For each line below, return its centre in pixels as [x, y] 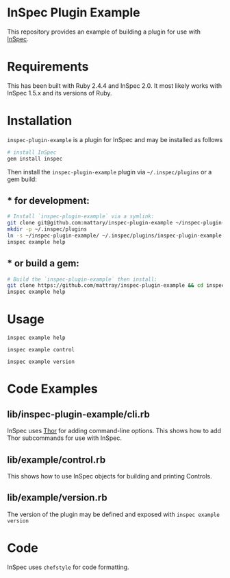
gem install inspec [35, 159]
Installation [40, 121]
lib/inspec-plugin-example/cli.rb [79, 414]
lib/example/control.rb [56, 460]
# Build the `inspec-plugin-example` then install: [82, 279]
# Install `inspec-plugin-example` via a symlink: [81, 217]
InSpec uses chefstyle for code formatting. [68, 567]
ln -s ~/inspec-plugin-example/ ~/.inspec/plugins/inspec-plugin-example [115, 235]
